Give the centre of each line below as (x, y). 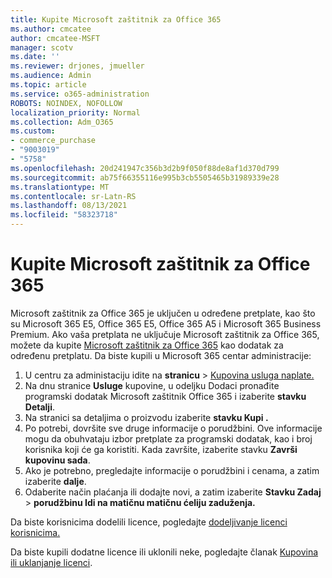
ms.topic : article (48, 85)
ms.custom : (33, 131)
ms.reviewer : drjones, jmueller (77, 66)
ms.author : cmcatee (51, 29)
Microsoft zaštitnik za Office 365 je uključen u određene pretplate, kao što (163, 313)
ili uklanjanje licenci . (51, 562)
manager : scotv (42, 47)
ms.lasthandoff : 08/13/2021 (69, 206)
